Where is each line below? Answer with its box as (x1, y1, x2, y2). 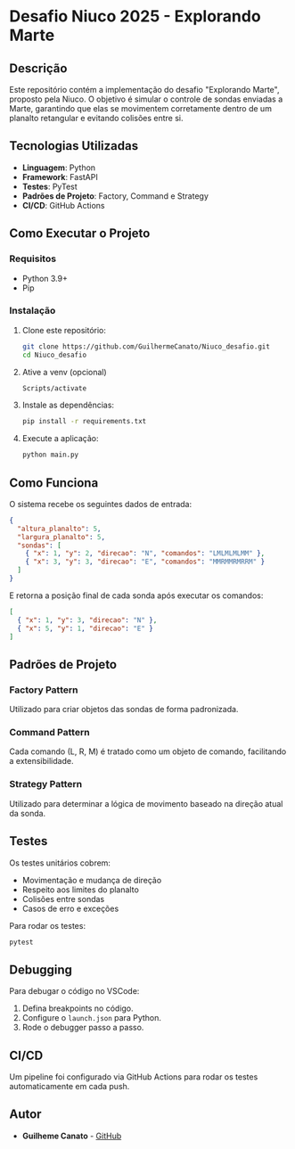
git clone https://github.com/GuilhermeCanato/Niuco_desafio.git (21, 341, 270, 351)
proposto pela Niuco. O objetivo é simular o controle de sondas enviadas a (9, 94, 283, 104)
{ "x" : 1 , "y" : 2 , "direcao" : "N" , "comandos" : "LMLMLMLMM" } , (25, 549, 266, 558)
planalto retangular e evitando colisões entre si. (9, 113, 184, 123)
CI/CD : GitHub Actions (21, 200, 105, 210)
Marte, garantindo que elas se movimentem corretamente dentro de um (9, 103, 272, 113)
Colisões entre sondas (21, 893, 105, 904)
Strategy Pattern (9, 778, 83, 791)
